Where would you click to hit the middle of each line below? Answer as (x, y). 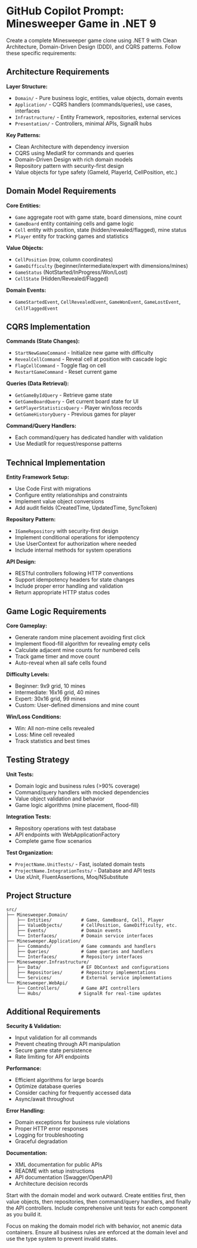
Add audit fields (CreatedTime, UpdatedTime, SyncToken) (86, 508)
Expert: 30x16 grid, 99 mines (50, 699)
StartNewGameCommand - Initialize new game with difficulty (84, 353)
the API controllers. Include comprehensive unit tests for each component (97, 1208)
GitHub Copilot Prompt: (65, 11)
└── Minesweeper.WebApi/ (37, 983)
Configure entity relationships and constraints (71, 495)
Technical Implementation (56, 463)
